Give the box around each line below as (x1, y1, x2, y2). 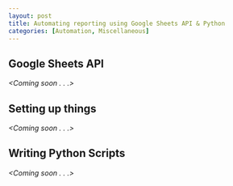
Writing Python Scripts (8, 146, 126, 160)
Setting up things (8, 102, 97, 116)
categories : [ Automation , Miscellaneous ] (8, 27, 150, 35)
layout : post (8, 11, 52, 20)
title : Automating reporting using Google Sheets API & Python (8, 19, 226, 27)
